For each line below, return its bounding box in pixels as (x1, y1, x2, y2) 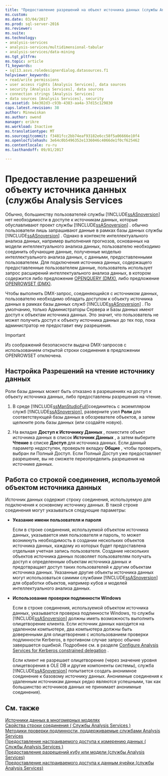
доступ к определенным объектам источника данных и (12, 559, 131, 565)
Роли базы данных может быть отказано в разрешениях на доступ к (5, 388, 152, 394)
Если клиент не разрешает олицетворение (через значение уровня (12, 657, 157, 663)
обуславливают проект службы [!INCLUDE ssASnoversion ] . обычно (5, 222, 148, 228)
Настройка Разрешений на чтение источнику (5, 367, 155, 375)
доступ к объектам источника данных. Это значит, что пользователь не (5, 312, 159, 318)
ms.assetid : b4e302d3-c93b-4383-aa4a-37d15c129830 (5, 101, 113, 106)
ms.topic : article (5, 59, 43, 64)
